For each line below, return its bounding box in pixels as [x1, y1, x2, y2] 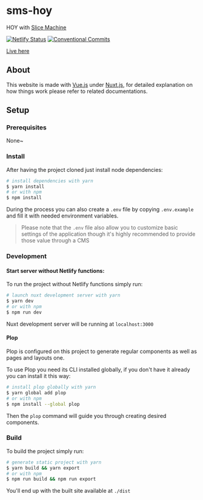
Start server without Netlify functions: [6, 267, 105, 274]
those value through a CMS [21, 237, 90, 244]
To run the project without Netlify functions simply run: [6, 281, 143, 288]
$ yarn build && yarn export [6, 465, 80, 471]
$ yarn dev [6, 298, 34, 304]
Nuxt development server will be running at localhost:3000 [6, 320, 154, 327]
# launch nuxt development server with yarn [6, 292, 121, 298]
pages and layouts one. [6, 354, 65, 361]
